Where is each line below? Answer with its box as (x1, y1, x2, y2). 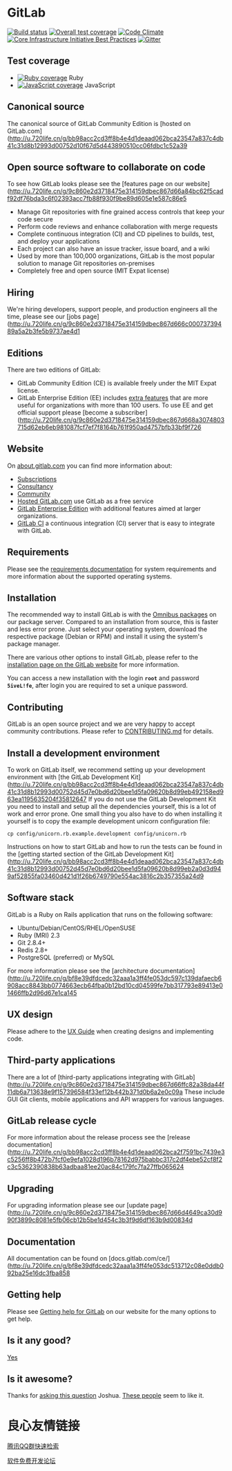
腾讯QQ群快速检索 (7, 1442, 59, 1450)
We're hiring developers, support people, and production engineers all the (7, 305, 217, 313)
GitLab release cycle (7, 1115, 97, 1126)
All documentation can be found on (7, 1254, 108, 1262)
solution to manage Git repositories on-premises (17, 259, 155, 268)
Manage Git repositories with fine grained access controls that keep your (17, 208, 225, 216)
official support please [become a (17, 408, 114, 417)
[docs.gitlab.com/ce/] (108, 1254, 171, 1262)
